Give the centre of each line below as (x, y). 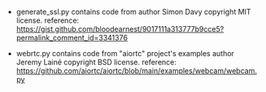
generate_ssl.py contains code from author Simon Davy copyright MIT (133, 12)
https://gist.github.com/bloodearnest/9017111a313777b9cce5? (120, 29)
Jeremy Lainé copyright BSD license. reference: (96, 62)
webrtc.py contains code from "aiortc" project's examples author (125, 53)
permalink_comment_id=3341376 (72, 37)
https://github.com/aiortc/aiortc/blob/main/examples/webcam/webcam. (137, 71)
